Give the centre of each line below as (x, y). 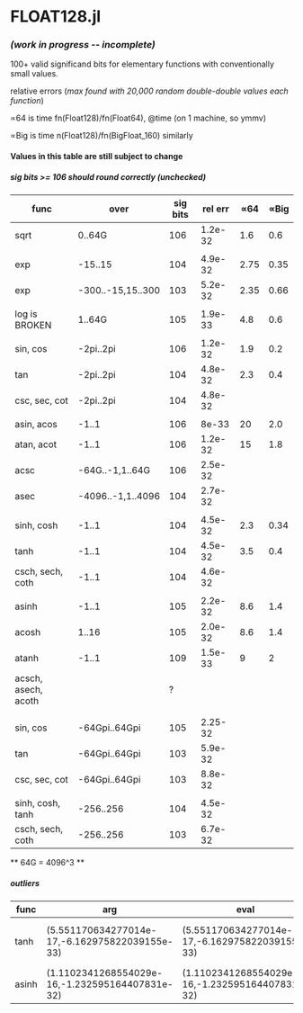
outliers (25, 883)
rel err (215, 209)
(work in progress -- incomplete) (83, 45)
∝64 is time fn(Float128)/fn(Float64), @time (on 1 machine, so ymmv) (138, 118)
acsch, (29, 678)
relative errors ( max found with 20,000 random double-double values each (149, 91)
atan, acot (36, 444)
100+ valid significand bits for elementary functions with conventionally (143, 64)
